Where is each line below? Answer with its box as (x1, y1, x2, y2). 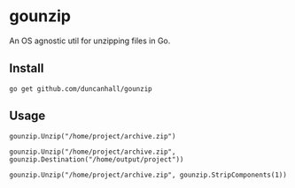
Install (9, 61, 44, 76)
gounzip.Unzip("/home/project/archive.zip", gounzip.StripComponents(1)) (9, 170, 288, 179)
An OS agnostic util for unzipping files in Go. (9, 35, 171, 46)
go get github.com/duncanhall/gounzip (9, 84, 152, 94)
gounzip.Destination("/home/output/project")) (9, 154, 184, 164)
